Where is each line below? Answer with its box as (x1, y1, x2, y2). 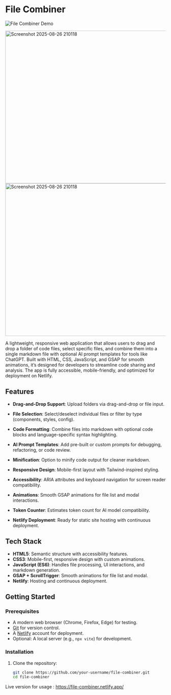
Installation (5, 649, 34, 656)
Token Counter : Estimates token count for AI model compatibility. (12, 507, 150, 513)
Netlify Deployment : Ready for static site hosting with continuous (12, 517, 151, 523)
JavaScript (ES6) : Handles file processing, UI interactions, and (12, 561, 145, 568)
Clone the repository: (12, 660, 58, 666)
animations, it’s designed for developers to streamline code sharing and (5, 362, 155, 368)
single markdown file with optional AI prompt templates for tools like (5, 351, 148, 357)
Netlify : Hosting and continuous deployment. (12, 578, 108, 584)
